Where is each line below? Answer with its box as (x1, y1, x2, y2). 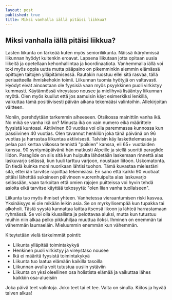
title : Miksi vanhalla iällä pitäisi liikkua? (5, 17, 107, 22)
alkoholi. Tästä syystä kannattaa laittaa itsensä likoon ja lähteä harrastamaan (5, 206, 167, 212)
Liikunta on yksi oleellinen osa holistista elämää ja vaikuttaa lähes (12, 269, 151, 275)
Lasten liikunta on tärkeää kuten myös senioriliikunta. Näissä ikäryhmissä (5, 50, 160, 56)
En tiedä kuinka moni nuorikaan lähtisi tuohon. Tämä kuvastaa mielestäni (5, 163, 159, 169)
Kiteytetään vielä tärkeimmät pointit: (5, 232, 82, 238)
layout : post (5, 7, 33, 13)
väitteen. (5, 104, 24, 110)
